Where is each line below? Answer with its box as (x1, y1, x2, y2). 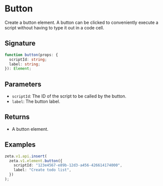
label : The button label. (11, 98, 60, 104)
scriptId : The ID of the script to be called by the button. (11, 93, 127, 99)
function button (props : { (4, 52, 58, 57)
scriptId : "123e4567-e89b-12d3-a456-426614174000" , (13, 163, 122, 168)
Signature (4, 39, 36, 48)
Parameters (4, 80, 42, 89)
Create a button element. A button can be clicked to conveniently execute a (4, 19, 159, 25)
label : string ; (9, 62, 41, 67)
